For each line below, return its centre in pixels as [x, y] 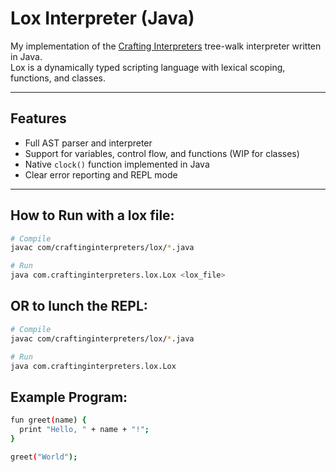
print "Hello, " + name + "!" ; [84, 430]
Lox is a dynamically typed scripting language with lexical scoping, [148, 67]
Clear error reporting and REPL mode [101, 174]
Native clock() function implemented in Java [117, 164]
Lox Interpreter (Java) [102, 18]
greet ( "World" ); [44, 457]
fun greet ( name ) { [48, 420]
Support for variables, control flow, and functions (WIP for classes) [162, 153]
